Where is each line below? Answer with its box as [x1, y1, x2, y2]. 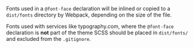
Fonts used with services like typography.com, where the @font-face [6, 23, 174, 30]
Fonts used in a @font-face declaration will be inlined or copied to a [6, 5, 171, 12]
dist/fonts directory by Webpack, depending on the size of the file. [6, 11, 172, 18]
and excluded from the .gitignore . [6, 36, 91, 42]
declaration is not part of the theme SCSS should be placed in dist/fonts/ [6, 29, 189, 36]
